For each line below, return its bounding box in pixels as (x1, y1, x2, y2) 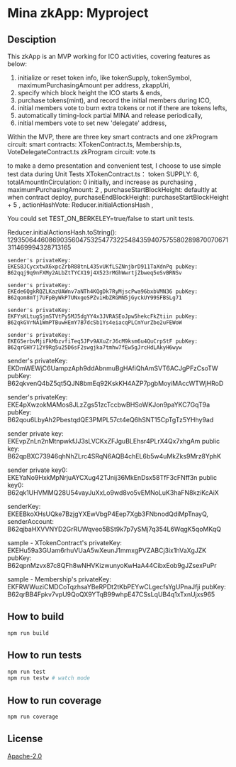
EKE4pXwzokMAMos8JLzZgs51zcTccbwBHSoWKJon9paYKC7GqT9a (7, 400, 210, 409)
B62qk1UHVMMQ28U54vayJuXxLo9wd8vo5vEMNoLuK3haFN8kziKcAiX (7, 488, 220, 497)
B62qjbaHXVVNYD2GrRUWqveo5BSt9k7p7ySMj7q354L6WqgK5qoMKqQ (7, 525, 222, 533)
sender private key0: (7, 466, 68, 474)
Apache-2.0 (7, 751, 43, 760)
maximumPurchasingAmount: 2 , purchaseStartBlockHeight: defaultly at (7, 186, 218, 193)
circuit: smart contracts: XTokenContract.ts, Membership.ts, (7, 140, 182, 149)
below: (7, 60, 27, 68)
